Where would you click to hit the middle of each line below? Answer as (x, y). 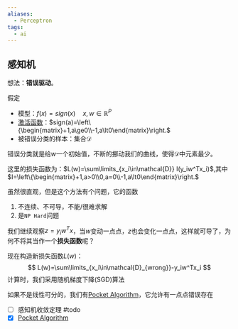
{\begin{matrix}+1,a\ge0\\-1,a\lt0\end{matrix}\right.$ (94, 130)
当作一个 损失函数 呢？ (63, 241)
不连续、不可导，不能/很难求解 (63, 206)
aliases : (20, 14)
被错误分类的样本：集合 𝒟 (54, 139)
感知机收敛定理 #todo (49, 310)
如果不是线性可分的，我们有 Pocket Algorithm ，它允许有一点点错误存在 (110, 295)
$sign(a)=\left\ (70, 122)
